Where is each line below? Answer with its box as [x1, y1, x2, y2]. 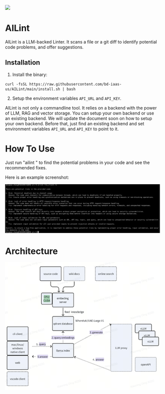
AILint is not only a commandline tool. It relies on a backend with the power [5, 105, 157, 111]
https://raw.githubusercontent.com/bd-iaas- [29, 81, 122, 86]
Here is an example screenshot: [5, 174, 69, 180]
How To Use [5, 143, 55, 154]
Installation [5, 58, 40, 67]
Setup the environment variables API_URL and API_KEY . [12, 95, 122, 101]
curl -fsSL [5, 81, 27, 86]
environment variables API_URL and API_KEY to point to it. [5, 126, 119, 132]
